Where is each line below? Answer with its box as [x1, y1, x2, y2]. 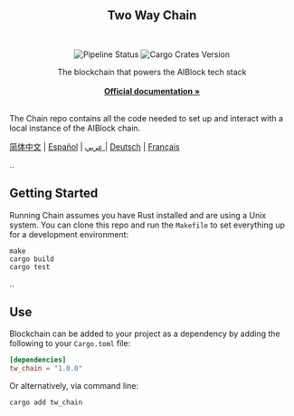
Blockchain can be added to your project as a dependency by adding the [9, 328, 280, 339]
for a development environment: [9, 228, 129, 239]
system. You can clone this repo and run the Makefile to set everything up [9, 219, 286, 230]
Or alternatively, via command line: [9, 381, 138, 392]
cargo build [9, 254, 54, 264]
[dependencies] [9, 355, 67, 365]
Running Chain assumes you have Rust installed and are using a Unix [9, 209, 267, 220]
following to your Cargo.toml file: [9, 338, 131, 349]
